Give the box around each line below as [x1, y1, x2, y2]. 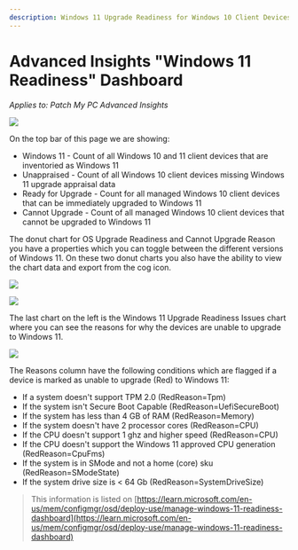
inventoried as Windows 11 [21, 160, 120, 170]
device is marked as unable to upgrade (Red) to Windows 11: [9, 374, 230, 385]
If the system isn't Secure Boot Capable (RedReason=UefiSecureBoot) [21, 401, 279, 412]
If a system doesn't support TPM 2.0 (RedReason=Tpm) [21, 391, 226, 402]
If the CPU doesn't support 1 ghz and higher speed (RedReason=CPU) [21, 429, 279, 440]
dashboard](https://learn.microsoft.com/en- [30, 512, 192, 523]
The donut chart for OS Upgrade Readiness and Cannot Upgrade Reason [9, 233, 276, 244]
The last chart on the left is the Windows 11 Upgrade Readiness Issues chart [9, 312, 286, 323]
